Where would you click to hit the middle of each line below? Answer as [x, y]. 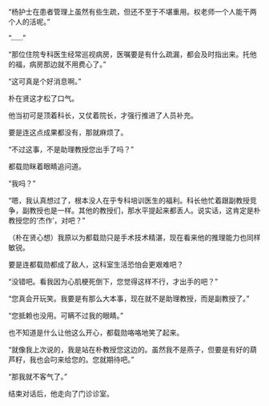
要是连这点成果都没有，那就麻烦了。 [68, 132]
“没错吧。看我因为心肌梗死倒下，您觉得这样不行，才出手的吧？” [113, 281]
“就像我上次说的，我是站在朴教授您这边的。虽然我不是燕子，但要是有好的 [129, 350]
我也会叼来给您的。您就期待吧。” [82, 360]
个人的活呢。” [29, 22]
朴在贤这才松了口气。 [43, 98]
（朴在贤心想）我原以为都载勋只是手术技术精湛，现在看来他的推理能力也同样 [134, 237]
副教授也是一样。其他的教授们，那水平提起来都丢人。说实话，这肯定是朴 [141, 210]
